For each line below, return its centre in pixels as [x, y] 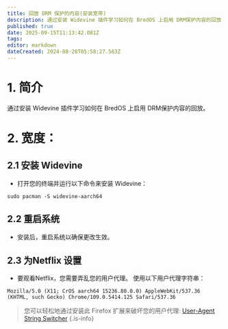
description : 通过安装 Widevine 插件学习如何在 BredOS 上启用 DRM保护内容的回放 [114, 20]
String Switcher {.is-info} [59, 319]
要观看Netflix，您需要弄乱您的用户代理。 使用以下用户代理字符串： [111, 278]
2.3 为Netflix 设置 [45, 261]
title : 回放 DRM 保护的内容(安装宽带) [57, 13]
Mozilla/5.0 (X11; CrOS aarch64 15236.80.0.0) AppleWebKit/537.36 [104, 291]
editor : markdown [32, 45]
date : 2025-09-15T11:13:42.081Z [53, 33]
